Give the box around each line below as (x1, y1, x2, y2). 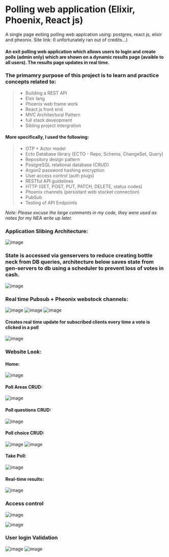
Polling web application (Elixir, (5, 4, 135, 15)
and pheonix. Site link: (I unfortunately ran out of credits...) (5, 37, 128, 43)
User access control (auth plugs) (25, 172, 94, 179)
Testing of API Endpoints (25, 200, 77, 206)
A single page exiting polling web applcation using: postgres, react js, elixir (5, 31, 162, 37)
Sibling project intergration (25, 122, 81, 129)
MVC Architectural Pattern (25, 111, 80, 118)
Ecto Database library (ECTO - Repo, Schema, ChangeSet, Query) (25, 151, 164, 157)
